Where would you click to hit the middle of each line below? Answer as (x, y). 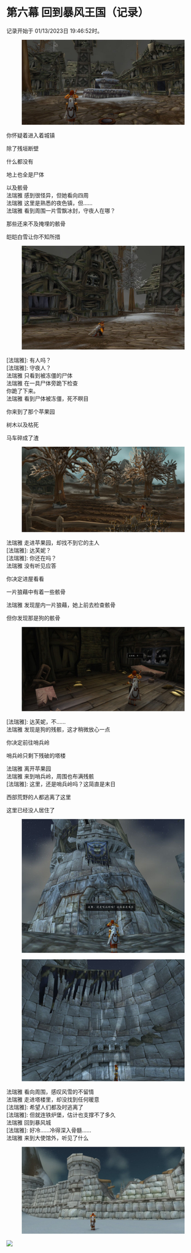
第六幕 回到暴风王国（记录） (78, 13)
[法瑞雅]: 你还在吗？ (32, 558)
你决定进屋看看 (25, 579)
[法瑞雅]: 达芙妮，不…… (36, 722)
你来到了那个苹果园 (31, 411)
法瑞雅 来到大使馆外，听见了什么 (48, 1138)
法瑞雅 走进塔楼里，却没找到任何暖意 (53, 1100)
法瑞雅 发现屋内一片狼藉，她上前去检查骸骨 (61, 605)
